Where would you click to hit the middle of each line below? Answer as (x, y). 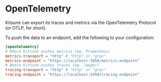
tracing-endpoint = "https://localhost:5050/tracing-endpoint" (72, 75)
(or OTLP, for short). (26, 27)
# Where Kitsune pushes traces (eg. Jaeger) (52, 65)
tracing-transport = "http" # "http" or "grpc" (56, 70)
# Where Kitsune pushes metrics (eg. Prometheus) (58, 51)
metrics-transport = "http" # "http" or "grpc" (56, 56)
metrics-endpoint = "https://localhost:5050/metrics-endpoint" (72, 60)
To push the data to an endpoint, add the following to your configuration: (80, 37)
